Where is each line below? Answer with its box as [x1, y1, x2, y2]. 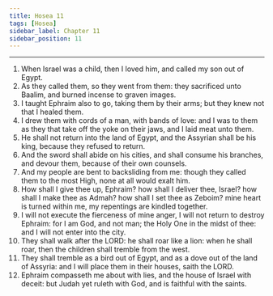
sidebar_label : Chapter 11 [9, 27, 100, 35]
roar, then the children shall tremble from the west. [20, 244, 190, 255]
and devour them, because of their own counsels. [20, 159, 187, 168]
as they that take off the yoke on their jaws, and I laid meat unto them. [20, 125, 254, 134]
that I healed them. [20, 107, 84, 117]
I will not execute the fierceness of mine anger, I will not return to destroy [20, 210, 265, 220]
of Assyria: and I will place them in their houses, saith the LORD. [20, 262, 234, 272]
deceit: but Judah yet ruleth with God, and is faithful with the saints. [20, 279, 247, 289]
